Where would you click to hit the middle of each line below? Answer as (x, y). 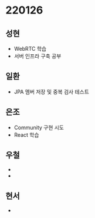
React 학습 (26, 135)
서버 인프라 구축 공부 (38, 56)
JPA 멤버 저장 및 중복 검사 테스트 (51, 91)
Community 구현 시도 (39, 127)
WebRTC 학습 (30, 49)
